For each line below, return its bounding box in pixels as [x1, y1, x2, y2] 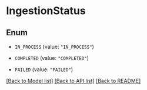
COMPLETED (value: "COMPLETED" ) [14, 55, 89, 61]
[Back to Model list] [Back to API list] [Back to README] [6, 78, 141, 84]
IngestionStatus [6, 4, 86, 18]
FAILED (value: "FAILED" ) [14, 66, 73, 73]
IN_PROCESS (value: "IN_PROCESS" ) [14, 43, 94, 50]
